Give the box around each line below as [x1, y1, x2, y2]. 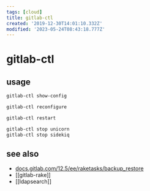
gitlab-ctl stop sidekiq [6, 132, 70, 138]
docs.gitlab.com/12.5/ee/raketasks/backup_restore [15, 165, 144, 172]
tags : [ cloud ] [6, 9, 43, 15]
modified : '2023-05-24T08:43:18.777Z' [6, 26, 105, 32]
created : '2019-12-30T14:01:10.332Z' [6, 20, 103, 26]
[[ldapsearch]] [15, 178, 52, 185]
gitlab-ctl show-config [6, 93, 67, 99]
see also [6, 149, 39, 159]
